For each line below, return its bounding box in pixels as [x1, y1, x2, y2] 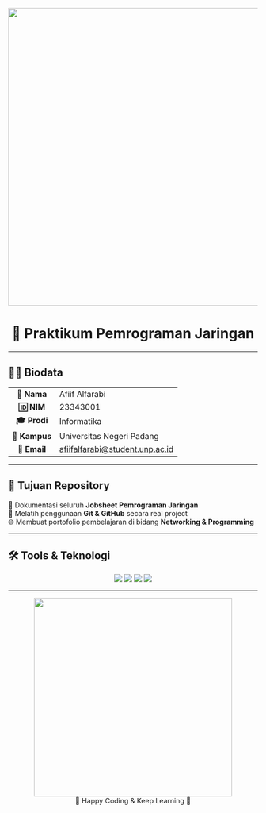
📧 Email [17, 443, 47, 454]
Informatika [59, 416, 102, 427]
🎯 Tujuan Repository [8, 479, 110, 492]
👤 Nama [17, 388, 47, 399]
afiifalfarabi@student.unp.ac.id [59, 443, 174, 454]
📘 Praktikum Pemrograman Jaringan [11, 325, 255, 343]
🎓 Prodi [15, 414, 48, 426]
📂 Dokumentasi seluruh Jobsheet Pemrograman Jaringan [8, 500, 199, 510]
